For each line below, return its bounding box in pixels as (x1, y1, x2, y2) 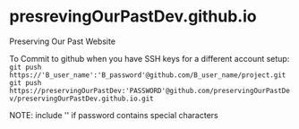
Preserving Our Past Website (9, 36, 116, 47)
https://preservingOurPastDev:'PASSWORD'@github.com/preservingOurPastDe (9, 86, 291, 95)
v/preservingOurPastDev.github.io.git (9, 94, 154, 103)
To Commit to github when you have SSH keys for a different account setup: (9, 53, 290, 64)
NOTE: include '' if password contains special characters (9, 109, 218, 120)
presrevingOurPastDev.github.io (9, 6, 257, 27)
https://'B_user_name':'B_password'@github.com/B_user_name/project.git (9, 70, 286, 80)
